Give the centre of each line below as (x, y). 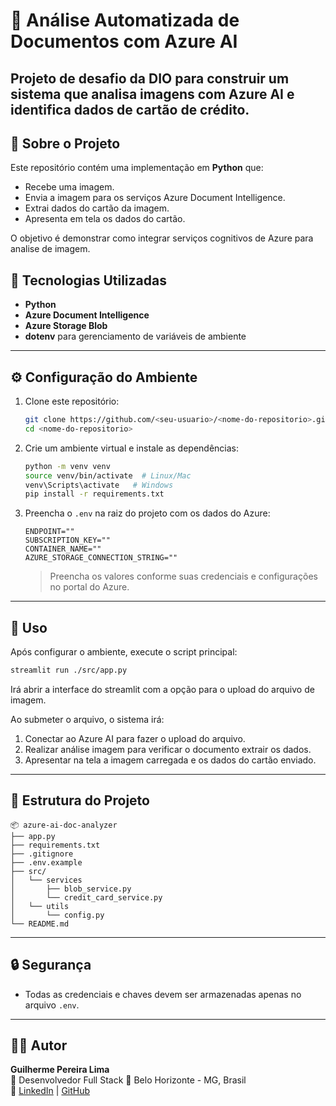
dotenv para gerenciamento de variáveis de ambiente (135, 336)
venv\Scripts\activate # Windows (99, 485)
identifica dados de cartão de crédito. (130, 109)
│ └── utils (40, 906)
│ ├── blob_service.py (71, 889)
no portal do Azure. (89, 587)
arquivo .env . (52, 1005)
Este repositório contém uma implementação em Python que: (137, 168)
